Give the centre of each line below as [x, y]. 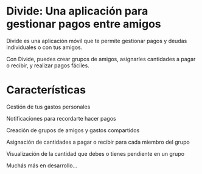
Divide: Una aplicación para [77, 11]
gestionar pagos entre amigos [84, 24]
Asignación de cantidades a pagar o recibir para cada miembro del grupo [98, 142]
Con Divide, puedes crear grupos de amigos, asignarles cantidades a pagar [101, 59]
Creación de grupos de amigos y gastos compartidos [73, 130]
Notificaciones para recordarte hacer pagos [61, 118]
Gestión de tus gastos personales [48, 107]
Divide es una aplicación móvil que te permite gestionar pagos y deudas [97, 41]
